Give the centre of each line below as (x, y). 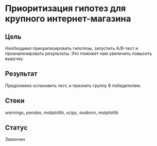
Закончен (15, 139)
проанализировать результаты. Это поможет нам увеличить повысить (78, 53)
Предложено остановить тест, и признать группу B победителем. (73, 85)
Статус (16, 128)
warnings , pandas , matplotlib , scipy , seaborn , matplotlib (62, 113)
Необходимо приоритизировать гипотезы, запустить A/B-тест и (72, 48)
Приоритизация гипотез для (66, 8)
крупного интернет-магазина (68, 19)
